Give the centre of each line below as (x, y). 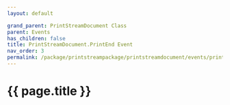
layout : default (30, 13)
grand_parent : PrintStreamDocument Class (67, 26)
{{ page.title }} (49, 91)
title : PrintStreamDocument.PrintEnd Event (70, 45)
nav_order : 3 (26, 51)
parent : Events (29, 32)
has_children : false (37, 38)
